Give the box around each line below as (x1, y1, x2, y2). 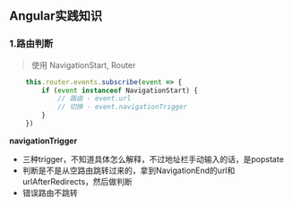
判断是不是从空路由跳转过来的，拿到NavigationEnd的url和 (22, 165, 236, 176)
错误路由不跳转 (22, 187, 78, 198)
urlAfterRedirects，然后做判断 (22, 176, 133, 186)
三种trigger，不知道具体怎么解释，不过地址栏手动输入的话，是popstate (22, 153, 284, 164)
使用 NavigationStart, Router (30, 59, 136, 70)
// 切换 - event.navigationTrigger (56, 102, 188, 112)
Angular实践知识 (9, 8, 103, 24)
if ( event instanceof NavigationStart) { (41, 86, 199, 95)
